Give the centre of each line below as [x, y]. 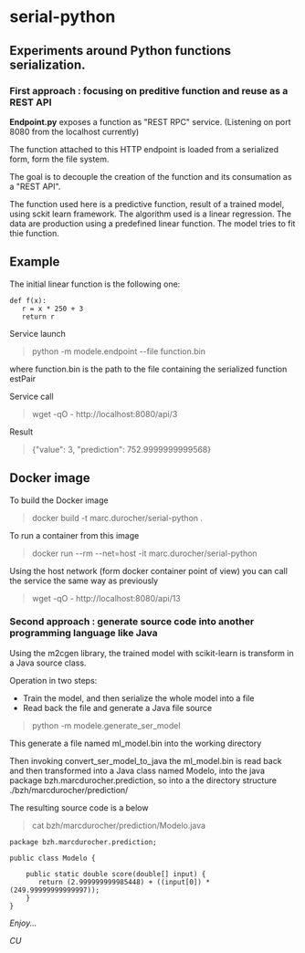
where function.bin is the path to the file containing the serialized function [148, 369]
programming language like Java [84, 634]
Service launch [38, 333]
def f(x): [28, 300]
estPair [23, 378]
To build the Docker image [59, 500]
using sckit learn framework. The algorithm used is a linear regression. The [151, 214]
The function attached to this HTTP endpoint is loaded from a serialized [144, 149]
